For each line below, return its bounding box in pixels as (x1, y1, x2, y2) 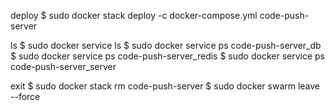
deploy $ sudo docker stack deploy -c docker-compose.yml (10, 10, 258, 21)
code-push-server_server (10, 61, 117, 72)
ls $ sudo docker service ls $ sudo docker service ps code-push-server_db (10, 40, 322, 51)
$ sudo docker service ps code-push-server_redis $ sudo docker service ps (10, 50, 325, 62)
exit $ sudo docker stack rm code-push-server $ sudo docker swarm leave (10, 80, 321, 92)
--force (10, 91, 41, 102)
